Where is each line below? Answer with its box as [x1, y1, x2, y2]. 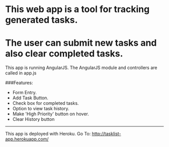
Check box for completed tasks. [12, 100, 79, 106]
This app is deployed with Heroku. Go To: [5, 131, 91, 137]
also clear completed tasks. [5, 48, 123, 59]
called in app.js [5, 70, 37, 76]
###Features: [5, 80, 33, 86]
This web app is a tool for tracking [5, 4, 150, 15]
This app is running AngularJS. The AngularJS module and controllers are [5, 64, 157, 71]
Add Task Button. [12, 95, 49, 101]
